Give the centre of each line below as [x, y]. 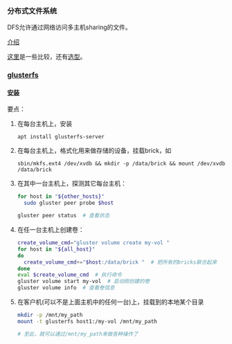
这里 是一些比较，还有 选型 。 [47, 57]
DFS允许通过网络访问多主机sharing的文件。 [69, 27]
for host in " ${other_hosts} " [61, 197]
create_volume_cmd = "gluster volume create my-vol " [93, 243]
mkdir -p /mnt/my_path [50, 315]
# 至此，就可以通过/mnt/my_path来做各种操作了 [78, 334]
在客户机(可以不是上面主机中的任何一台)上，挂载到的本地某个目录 [110, 302]
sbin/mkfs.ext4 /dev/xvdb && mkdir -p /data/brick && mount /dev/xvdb [121, 164]
